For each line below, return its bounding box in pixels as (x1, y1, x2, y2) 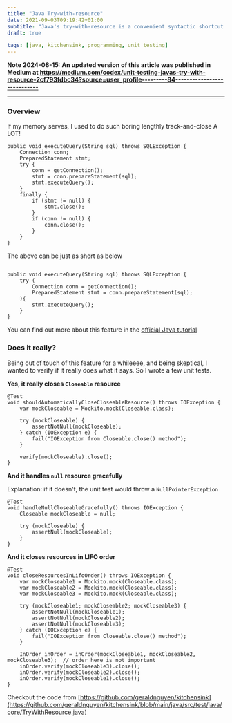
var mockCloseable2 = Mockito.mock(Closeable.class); (19, 584, 177, 591)
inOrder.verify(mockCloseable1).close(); (19, 675, 140, 682)
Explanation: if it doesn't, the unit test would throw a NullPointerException (7, 485, 219, 493)
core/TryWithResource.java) (7, 708, 88, 716)
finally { (19, 191, 48, 198)
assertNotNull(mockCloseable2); (32, 614, 126, 621)
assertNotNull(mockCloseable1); (32, 608, 126, 615)
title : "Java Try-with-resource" (7, 10, 104, 17)
